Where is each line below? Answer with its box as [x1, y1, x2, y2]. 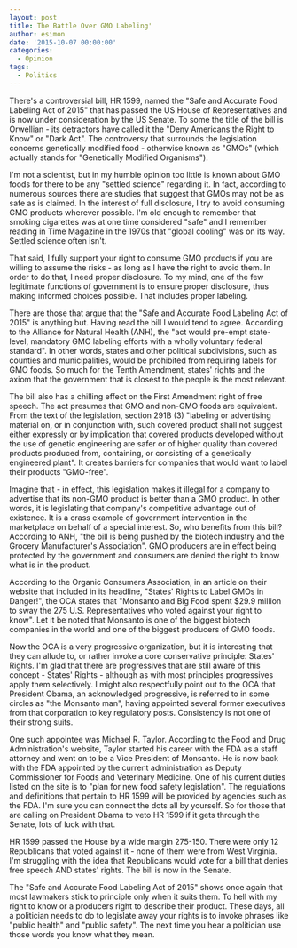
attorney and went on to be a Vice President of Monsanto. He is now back [9, 752, 279, 763]
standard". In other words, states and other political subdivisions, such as [9, 345, 277, 356]
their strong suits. [9, 717, 74, 727]
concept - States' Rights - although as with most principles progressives [9, 669, 274, 680]
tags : [9, 63, 29, 72]
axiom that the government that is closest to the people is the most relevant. [9, 374, 287, 384]
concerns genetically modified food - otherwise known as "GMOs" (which [9, 142, 279, 153]
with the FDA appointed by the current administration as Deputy [9, 762, 242, 773]
